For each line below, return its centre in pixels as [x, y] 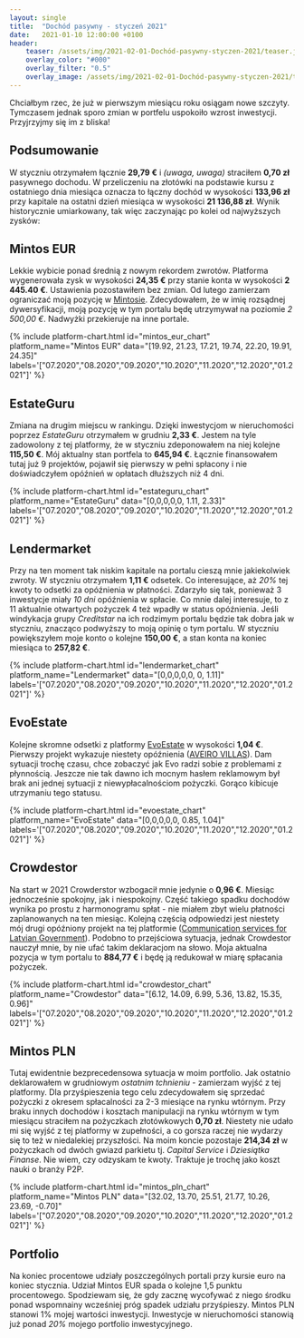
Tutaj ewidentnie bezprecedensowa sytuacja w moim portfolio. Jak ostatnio [150, 1073]
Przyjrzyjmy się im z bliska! [60, 122]
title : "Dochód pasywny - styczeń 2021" [89, 26]
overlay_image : [54, 77]
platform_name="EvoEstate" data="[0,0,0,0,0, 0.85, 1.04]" [117, 820]
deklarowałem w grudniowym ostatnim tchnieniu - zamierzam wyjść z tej [145, 1083]
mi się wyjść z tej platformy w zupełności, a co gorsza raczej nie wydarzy [146, 1131]
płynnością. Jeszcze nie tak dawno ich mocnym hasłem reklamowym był [145, 773]
